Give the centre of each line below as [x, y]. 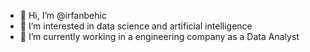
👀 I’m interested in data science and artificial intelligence [136, 26]
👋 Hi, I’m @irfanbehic [63, 15]
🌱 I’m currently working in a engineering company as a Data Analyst [159, 36]
